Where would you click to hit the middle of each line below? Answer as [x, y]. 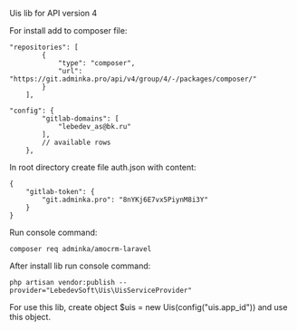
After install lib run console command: [80, 266]
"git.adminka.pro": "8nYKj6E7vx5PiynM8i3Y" [125, 200]
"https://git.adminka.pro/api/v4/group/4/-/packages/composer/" [133, 79]
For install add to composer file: [68, 30]
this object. [30, 317]
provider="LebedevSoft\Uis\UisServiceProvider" [101, 290]
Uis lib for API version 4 [53, 13]
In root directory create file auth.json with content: [103, 167]
